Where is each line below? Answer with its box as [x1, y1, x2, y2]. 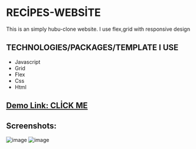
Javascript [14, 58, 41, 65]
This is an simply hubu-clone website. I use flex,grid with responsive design [6, 25, 191, 33]
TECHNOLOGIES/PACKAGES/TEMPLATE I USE [6, 43, 179, 53]
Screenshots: [6, 121, 57, 131]
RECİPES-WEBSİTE [6, 6, 102, 20]
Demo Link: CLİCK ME [6, 101, 88, 111]
